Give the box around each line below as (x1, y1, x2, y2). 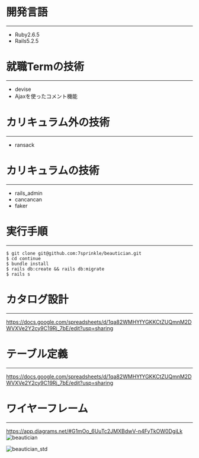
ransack (14, 141, 35, 149)
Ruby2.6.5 (14, 31, 40, 38)
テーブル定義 (6, 347, 68, 361)
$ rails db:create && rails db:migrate (6, 266, 105, 272)
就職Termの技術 (6, 60, 85, 74)
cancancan (14, 195, 43, 203)
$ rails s (6, 271, 31, 277)
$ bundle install (6, 261, 49, 267)
